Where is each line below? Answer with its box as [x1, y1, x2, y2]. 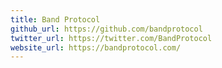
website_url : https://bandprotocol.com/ [10, 42, 182, 53]
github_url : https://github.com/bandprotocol [10, 24, 203, 34]
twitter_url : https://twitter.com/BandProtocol [10, 33, 213, 43]
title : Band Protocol [10, 14, 101, 25]
